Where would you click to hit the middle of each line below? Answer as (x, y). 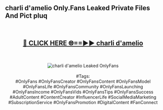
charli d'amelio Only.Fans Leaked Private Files (78, 8)
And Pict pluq (26, 16)
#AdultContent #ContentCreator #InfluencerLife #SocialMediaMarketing (83, 97)
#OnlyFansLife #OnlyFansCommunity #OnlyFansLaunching (83, 86)
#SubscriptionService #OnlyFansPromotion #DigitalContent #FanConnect (83, 102)
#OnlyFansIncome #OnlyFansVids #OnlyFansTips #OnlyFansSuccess (83, 92)
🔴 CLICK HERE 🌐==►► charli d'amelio (83, 43)
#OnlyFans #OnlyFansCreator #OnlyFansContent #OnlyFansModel (83, 81)
